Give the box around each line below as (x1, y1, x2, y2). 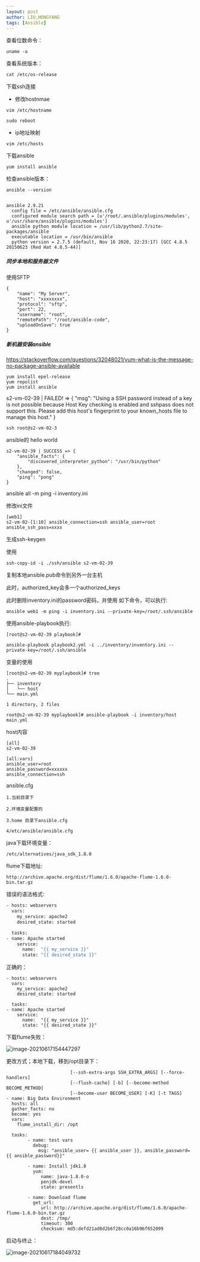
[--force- (160, 1070, 185, 1076)
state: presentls (40, 1184, 84, 1191)
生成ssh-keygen (6, 536, 46, 543)
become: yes (11, 1111, 42, 1117)
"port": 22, (17, 307, 46, 313)
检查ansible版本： (6, 175, 51, 182)
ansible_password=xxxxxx (6, 766, 68, 773)
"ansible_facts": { (17, 454, 65, 460)
